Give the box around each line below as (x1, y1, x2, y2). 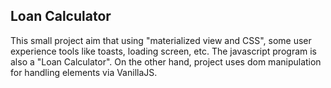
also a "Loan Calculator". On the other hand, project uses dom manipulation (10, 55, 322, 68)
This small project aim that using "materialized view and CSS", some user (10, 34, 312, 46)
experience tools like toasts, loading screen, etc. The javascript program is (10, 45, 317, 57)
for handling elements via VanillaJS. (10, 66, 158, 78)
